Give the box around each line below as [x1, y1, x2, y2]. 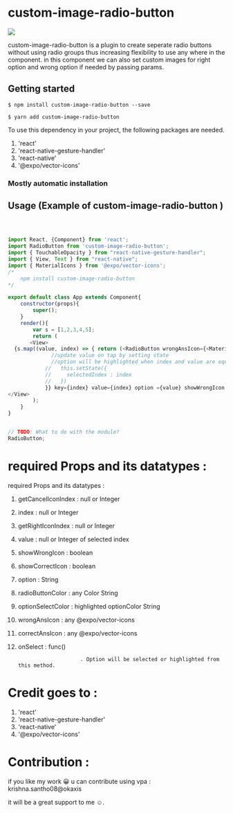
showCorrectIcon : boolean [17, 561, 96, 570]
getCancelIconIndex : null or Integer [17, 494, 120, 503]
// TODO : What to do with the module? [8, 428, 120, 436]
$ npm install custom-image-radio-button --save [8, 101, 151, 108]
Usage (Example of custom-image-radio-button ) [8, 200, 224, 212]
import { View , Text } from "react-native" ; [8, 256, 138, 263]
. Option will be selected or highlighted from [80, 656, 220, 663]
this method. [17, 662, 56, 669]
